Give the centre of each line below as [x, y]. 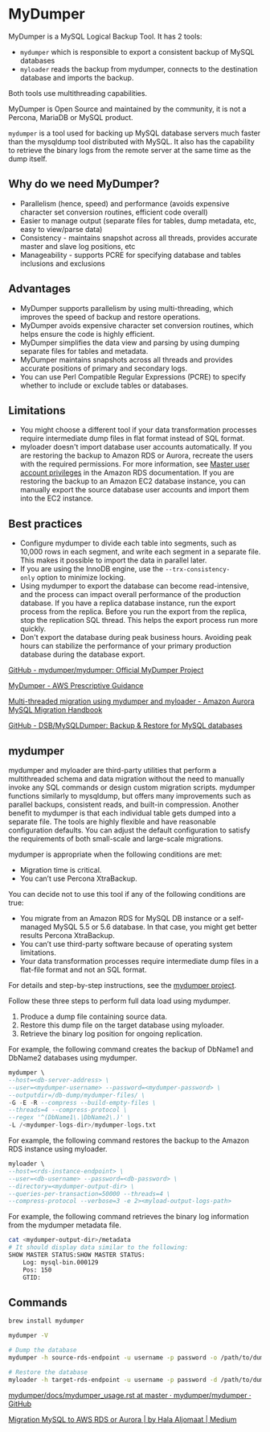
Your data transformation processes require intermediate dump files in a [139, 961]
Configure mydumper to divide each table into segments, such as [128, 543]
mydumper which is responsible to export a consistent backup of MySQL [137, 52]
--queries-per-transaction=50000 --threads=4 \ [90, 1193]
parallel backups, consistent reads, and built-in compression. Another [124, 804]
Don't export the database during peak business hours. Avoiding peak [136, 637]
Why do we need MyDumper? [84, 184]
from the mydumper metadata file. [65, 1225]
